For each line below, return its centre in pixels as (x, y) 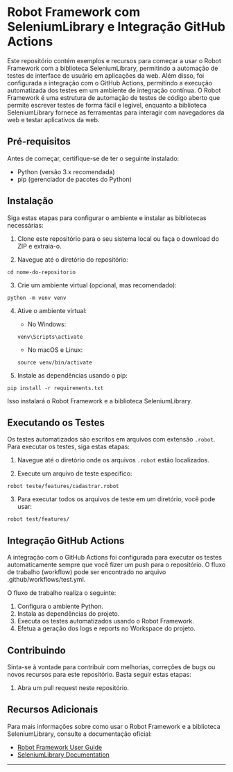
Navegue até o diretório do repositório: (72, 259)
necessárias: (25, 225)
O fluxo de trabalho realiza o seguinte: (62, 593)
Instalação (31, 201)
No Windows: (47, 324)
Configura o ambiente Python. (60, 606)
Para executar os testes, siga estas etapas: (69, 447)
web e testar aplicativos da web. (53, 119)
